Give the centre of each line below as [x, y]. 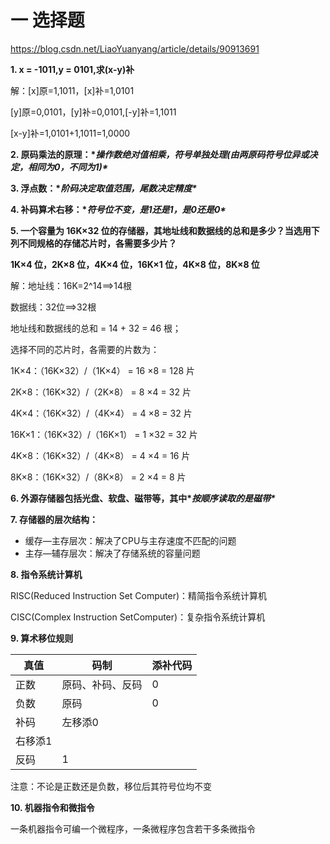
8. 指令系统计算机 [46, 574]
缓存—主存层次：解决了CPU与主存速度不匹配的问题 [130, 540]
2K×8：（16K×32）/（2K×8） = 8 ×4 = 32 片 [101, 392]
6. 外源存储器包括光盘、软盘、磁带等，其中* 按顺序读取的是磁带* [143, 498]
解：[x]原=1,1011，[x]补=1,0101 [72, 90]
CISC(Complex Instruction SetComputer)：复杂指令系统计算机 [138, 617]
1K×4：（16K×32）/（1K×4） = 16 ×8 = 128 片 [103, 370]
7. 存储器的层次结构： [54, 519]
